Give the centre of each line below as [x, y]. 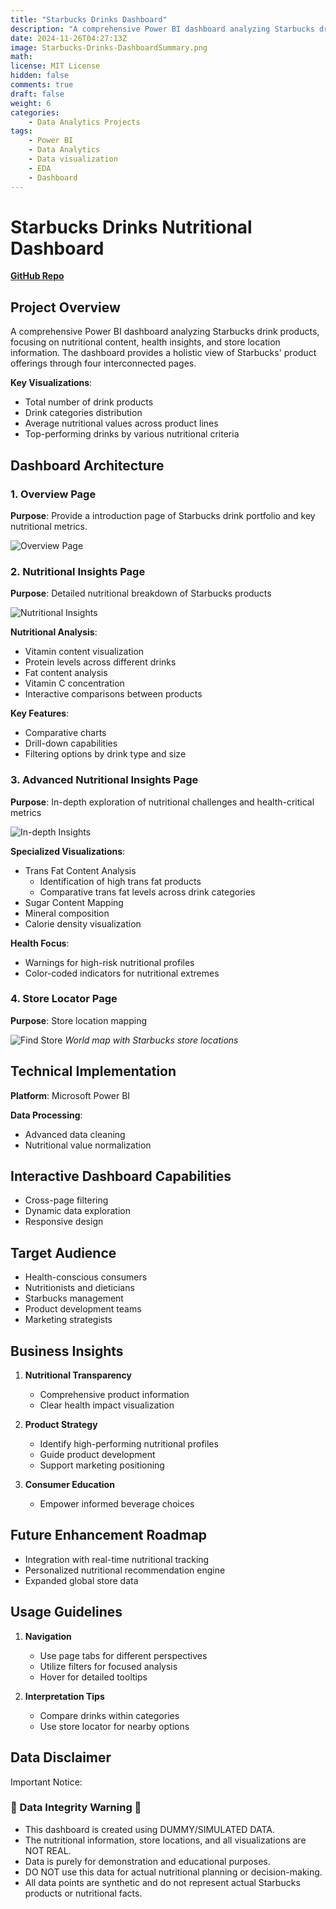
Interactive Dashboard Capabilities [121, 1176]
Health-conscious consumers [86, 1277]
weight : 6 [31, 103]
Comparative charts [65, 733]
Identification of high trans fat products [120, 881]
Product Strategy [61, 1425]
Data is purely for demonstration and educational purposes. [147, 1861]
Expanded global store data [81, 1580]
